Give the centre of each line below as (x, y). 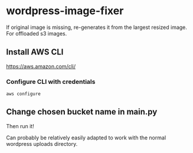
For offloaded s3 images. (37, 33)
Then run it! (20, 126)
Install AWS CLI (35, 52)
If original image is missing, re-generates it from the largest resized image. (97, 27)
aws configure (24, 94)
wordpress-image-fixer (65, 11)
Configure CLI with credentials (51, 82)
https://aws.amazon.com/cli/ (41, 66)
